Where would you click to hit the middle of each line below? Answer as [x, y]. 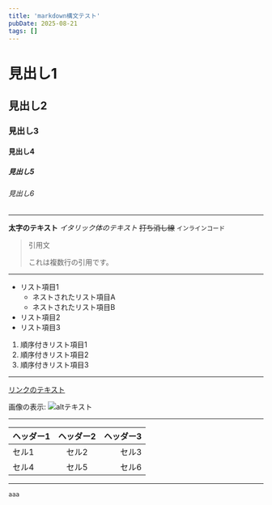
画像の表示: [28, 407]
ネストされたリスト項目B [74, 308]
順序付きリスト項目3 [54, 365]
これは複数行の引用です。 [70, 262]
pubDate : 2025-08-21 [43, 23]
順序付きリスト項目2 [54, 355]
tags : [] [23, 31]
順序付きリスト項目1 [53, 345]
